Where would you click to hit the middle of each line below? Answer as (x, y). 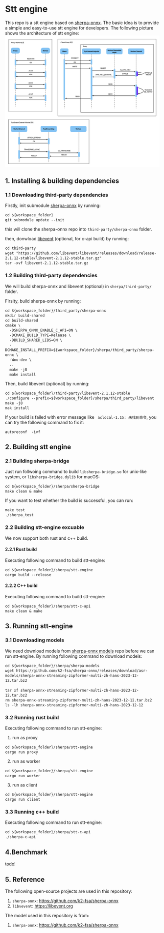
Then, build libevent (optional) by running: (47, 383)
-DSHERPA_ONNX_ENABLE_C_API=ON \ (44, 330)
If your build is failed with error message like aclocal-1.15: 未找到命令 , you (81, 417)
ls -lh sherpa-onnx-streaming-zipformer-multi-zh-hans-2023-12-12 (74, 705)
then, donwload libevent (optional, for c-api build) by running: (67, 239)
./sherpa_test (20, 515)
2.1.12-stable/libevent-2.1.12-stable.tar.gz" (53, 258)
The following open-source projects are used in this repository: (69, 891)
